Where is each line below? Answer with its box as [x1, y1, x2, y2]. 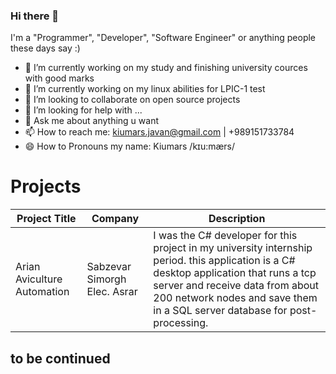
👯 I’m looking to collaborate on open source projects [24, 94, 241, 106]
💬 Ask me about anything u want [24, 115, 160, 127]
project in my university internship [153, 241, 313, 255]
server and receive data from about [153, 279, 320, 293]
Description [208, 212, 266, 226]
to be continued [10, 350, 111, 367]
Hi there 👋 [10, 9, 60, 23]
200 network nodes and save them [153, 291, 318, 305]
